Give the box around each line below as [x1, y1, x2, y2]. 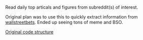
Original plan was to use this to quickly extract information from [5, 14, 138, 19]
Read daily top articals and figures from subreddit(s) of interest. [5, 4, 138, 10]
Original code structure [5, 29, 54, 34]
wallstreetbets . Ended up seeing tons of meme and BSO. [5, 19, 123, 25]
